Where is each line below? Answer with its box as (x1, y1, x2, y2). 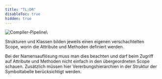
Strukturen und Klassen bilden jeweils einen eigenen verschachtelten (5, 39, 144, 45)
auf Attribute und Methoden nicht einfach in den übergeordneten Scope (5, 59, 150, 64)
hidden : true (5, 16, 32, 21)
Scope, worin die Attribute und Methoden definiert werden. (5, 44, 124, 50)
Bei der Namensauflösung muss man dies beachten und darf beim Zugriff (5, 53, 154, 59)
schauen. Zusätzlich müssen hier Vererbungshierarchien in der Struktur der (5, 63, 157, 69)
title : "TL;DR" (5, 7, 36, 12)
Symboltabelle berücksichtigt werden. (5, 69, 82, 75)
